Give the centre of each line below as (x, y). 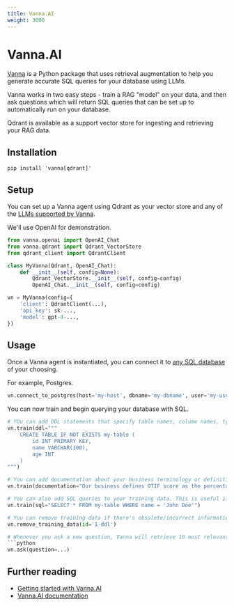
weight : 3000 (26, 20)
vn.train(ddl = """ (32, 428)
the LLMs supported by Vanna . (51, 214)
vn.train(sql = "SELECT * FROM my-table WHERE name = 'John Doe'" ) (104, 505)
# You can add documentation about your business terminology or (104, 480)
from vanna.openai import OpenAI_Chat (63, 240)
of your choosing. (32, 369)
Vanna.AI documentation (53, 596)
